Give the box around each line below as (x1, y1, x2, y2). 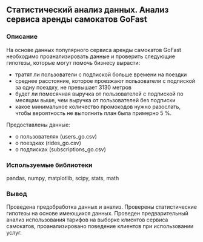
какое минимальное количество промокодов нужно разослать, (15, 103, 181, 110)
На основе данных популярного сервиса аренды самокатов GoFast (6, 46, 182, 53)
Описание (6, 33, 38, 41)
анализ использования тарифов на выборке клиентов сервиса (6, 216, 168, 223)
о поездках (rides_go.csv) (15, 139, 82, 146)
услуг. (6, 229, 22, 237)
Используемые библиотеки (6, 160, 93, 169)
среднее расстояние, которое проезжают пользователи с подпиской (15, 77, 196, 84)
